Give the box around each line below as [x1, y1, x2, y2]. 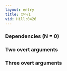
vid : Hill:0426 [5, 16, 37, 21]
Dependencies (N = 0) [5, 33, 60, 40]
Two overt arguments [5, 46, 58, 53]
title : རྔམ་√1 [5, 12, 31, 17]
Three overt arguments [5, 60, 62, 67]
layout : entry [5, 7, 35, 12]
